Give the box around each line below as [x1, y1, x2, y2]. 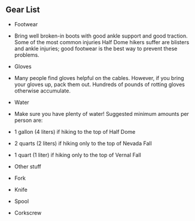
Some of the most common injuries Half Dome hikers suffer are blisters [14, 38, 190, 45]
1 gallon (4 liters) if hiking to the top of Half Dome [14, 128, 136, 135]
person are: [14, 116, 43, 124]
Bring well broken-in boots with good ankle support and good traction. [14, 32, 188, 39]
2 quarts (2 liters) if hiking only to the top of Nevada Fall [14, 140, 152, 147]
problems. [14, 51, 39, 59]
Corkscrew [14, 209, 42, 216]
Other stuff [14, 162, 41, 170]
